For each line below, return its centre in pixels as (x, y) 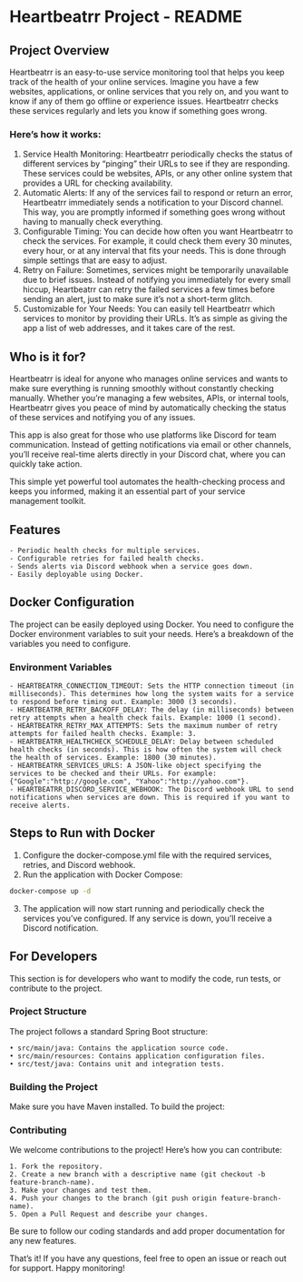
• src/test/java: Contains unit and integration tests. (117, 1064)
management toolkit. (48, 501)
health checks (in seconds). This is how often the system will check (146, 750)
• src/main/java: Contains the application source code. (119, 1048)
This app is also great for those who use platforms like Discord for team (143, 435)
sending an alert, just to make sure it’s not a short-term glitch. (137, 299)
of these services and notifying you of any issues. (103, 418)
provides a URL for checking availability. (98, 183)
